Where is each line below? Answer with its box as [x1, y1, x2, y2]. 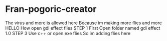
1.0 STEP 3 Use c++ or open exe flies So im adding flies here [5, 30, 131, 36]
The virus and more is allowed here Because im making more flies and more [5, 20, 162, 26]
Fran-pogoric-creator [5, 3, 97, 15]
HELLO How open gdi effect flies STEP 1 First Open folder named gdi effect [5, 25, 160, 31]
